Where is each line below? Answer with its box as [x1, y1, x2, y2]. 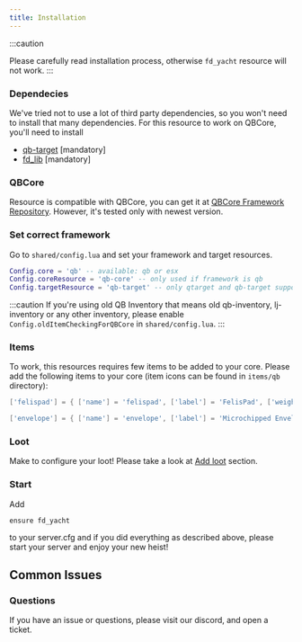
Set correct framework [9, 228, 111, 241]
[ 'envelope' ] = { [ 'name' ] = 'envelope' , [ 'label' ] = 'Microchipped [9, 415, 271, 424]
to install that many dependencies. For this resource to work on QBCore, [9, 117, 277, 128]
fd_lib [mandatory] [22, 154, 92, 165]
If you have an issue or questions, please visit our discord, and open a [9, 615, 269, 626]
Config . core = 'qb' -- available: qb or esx [9, 266, 179, 275]
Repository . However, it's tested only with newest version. [9, 206, 224, 217]
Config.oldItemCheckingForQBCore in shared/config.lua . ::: [9, 318, 226, 329]
